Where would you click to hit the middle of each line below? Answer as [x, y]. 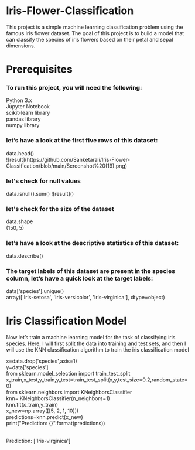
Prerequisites [40, 69]
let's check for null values [43, 181]
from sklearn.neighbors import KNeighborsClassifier [69, 392]
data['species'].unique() [35, 291]
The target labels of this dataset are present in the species [91, 271]
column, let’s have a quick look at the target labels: [80, 278]
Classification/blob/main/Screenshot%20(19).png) [67, 166]
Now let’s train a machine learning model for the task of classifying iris [91, 337]
